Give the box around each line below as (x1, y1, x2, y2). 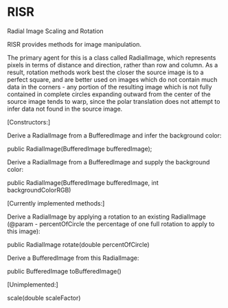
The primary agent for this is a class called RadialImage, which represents (7, 53, 216, 62)
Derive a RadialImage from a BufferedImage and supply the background (7, 157, 210, 166)
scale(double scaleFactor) (7, 294, 81, 302)
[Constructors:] (7, 118, 51, 126)
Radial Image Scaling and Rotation (7, 27, 104, 35)
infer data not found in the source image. (7, 104, 123, 113)
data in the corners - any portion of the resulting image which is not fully (7, 82, 212, 91)
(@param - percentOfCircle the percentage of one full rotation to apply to (7, 219, 215, 228)
